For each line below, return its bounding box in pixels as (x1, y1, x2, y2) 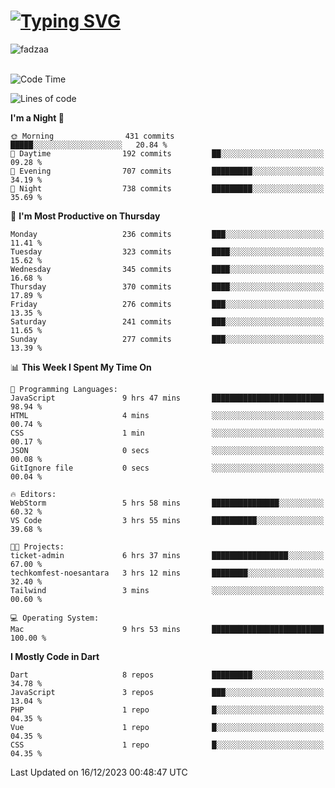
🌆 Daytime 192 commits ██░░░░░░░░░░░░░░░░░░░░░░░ (10, 148, 325, 159)
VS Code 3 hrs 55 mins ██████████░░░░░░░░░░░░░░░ (10, 515, 325, 525)
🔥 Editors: (10, 489, 57, 499)
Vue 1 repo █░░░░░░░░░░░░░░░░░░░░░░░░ (10, 722, 325, 732)
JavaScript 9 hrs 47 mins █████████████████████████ (10, 393, 325, 403)
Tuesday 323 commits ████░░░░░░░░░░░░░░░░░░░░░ (10, 246, 325, 257)
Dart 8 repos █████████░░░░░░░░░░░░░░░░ (10, 670, 325, 680)
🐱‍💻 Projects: (10, 541, 65, 552)
